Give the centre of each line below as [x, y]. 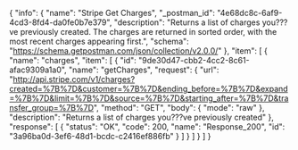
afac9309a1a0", [38, 70]
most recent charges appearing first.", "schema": [99, 41]
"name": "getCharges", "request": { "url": [144, 70]
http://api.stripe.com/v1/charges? [74, 79]
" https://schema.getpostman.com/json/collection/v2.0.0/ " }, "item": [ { [138, 51]
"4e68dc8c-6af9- [250, 13]
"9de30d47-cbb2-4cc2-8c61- [194, 60]
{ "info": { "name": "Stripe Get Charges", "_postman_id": [112, 13]
